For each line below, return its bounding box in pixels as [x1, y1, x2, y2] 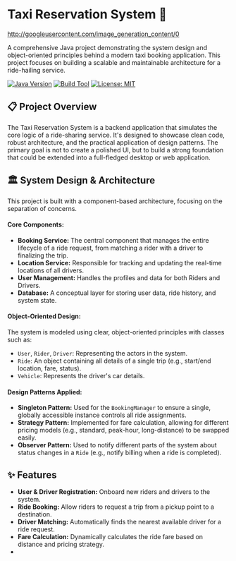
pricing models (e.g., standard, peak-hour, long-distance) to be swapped [17, 426, 230, 435]
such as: [7, 335, 32, 344]
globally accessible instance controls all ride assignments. [17, 411, 187, 419]
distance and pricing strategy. [17, 540, 104, 548]
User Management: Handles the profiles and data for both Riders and [17, 273, 221, 282]
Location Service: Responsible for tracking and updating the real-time [17, 258, 222, 267]
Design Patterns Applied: [7, 387, 82, 396]
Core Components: [7, 220, 65, 229]
